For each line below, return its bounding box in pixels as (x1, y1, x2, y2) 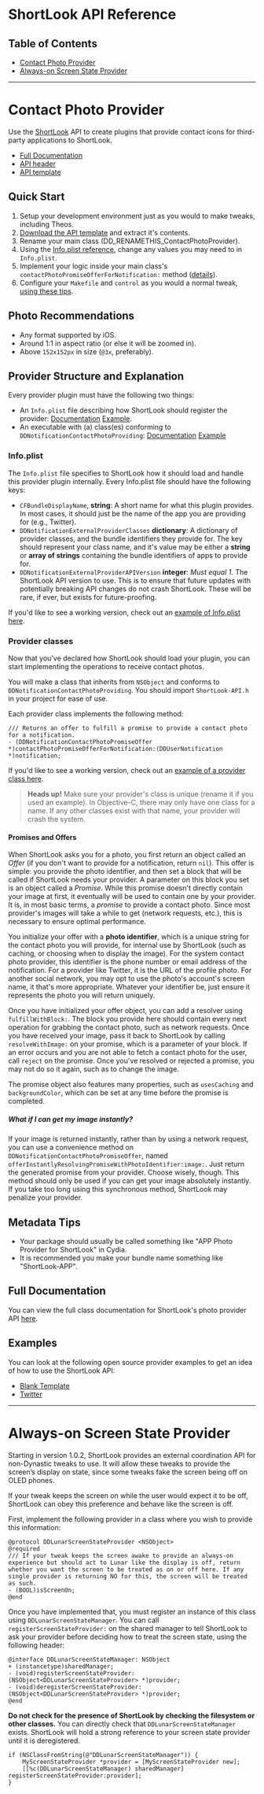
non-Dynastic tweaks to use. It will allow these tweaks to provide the (8, 1459, 230, 1468)
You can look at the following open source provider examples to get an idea (8, 1357, 253, 1367)
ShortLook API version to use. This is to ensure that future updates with (19, 575, 251, 585)
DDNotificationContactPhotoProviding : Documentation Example (19, 431, 226, 440)
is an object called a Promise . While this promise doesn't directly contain (8, 883, 244, 893)
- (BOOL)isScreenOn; (8, 1586, 76, 1594)
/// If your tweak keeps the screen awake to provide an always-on (8, 1552, 234, 1559)
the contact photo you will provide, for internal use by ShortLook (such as (8, 941, 246, 950)
